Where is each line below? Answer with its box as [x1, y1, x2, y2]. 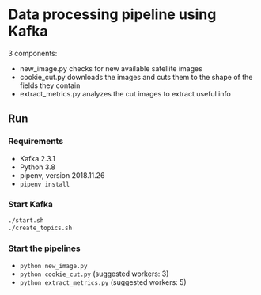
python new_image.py [19, 262, 88, 270]
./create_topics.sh [8, 224, 73, 232]
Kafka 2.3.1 [19, 153, 55, 163]
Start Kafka [8, 199, 53, 210]
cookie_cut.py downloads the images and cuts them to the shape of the [19, 72, 253, 81]
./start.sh [8, 216, 44, 225]
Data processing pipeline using [8, 6, 217, 24]
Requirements [8, 136, 64, 147]
